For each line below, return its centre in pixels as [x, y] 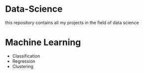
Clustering [23, 66]
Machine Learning [43, 42]
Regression [24, 61]
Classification [26, 56]
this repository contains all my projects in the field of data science [72, 23]
